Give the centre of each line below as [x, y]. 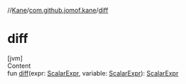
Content [19, 66]
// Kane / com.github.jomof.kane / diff [58, 10]
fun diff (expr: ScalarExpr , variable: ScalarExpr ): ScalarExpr [93, 73]
